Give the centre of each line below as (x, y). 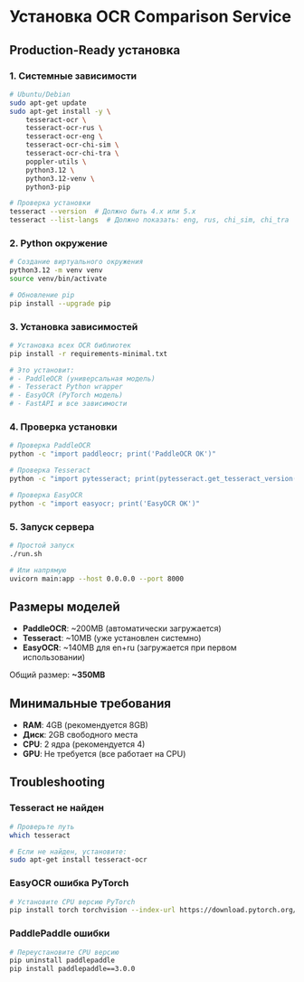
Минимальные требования (90, 703)
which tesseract (40, 835)
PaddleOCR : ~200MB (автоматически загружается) (122, 628)
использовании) (54, 657)
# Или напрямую (38, 570)
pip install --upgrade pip (60, 303)
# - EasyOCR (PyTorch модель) (66, 395)
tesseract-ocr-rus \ (64, 128)
